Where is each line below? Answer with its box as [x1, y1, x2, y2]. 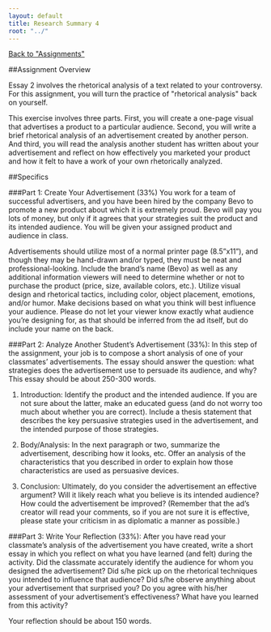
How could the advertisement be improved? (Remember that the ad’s [19, 499, 250, 509]
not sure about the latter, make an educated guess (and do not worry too [19, 399, 263, 408]
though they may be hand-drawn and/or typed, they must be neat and [8, 255, 242, 265]
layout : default [8, 11, 63, 20]
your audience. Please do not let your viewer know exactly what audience [8, 307, 254, 317]
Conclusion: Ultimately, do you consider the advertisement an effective [19, 481, 257, 491]
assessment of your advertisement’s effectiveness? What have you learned [8, 592, 259, 602]
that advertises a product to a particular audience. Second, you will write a [8, 122, 256, 132]
